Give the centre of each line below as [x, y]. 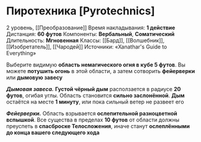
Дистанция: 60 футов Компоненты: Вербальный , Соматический [91, 34]
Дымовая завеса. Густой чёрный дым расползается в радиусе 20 [94, 89]
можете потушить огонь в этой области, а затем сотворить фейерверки [101, 71]
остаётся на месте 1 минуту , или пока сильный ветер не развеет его [95, 102]
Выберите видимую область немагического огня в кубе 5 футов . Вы [96, 65]
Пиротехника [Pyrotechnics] [81, 11]
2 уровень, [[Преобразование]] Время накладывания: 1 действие [91, 28]
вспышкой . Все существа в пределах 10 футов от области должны [93, 120]
